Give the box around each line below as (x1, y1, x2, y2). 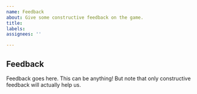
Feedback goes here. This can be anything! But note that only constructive (6, 75, 191, 82)
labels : (6, 25, 26, 32)
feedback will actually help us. (6, 81, 81, 88)
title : (6, 20, 23, 26)
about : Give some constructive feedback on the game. (6, 14, 144, 20)
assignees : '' (6, 31, 42, 37)
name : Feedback (6, 8, 44, 15)
